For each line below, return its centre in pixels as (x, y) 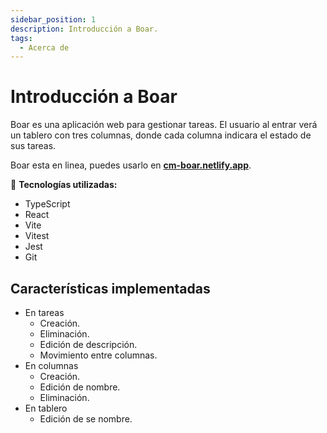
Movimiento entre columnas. (98, 355)
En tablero (46, 408)
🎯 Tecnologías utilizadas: (64, 185)
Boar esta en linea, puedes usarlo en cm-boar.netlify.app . (131, 165)
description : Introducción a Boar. (84, 29)
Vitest (37, 236)
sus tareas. (33, 146)
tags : (21, 38)
